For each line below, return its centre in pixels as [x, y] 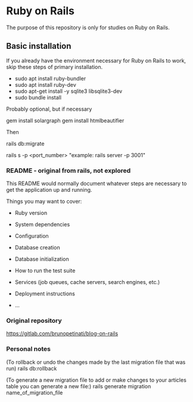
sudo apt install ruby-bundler [50, 78]
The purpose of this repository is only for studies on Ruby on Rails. [88, 27]
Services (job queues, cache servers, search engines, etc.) [87, 282]
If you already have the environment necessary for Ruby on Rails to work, [96, 60]
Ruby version [31, 213]
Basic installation [39, 46]
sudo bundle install [38, 97]
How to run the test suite [45, 271]
